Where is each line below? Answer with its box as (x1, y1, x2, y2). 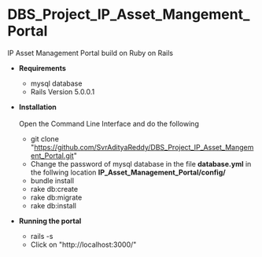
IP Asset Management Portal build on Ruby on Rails (7, 48, 174, 57)
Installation (18, 102, 57, 112)
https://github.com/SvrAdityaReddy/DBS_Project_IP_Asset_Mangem (34, 142, 254, 152)
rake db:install (30, 200, 76, 210)
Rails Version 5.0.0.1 (30, 86, 95, 96)
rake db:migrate (30, 193, 83, 202)
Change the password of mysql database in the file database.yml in (30, 159, 252, 168)
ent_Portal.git (30, 151, 74, 160)
